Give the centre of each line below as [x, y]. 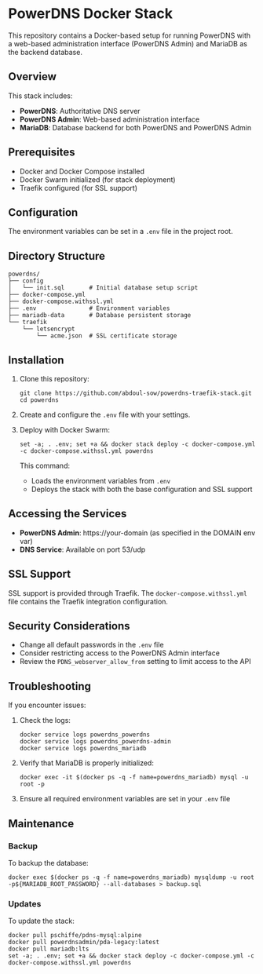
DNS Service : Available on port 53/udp [82, 549]
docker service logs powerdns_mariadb [83, 749]
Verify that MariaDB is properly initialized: [87, 763]
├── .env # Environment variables [89, 308]
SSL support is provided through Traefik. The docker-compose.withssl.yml [128, 593]
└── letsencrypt [49, 329]
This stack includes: [40, 96]
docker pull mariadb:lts [49, 949]
